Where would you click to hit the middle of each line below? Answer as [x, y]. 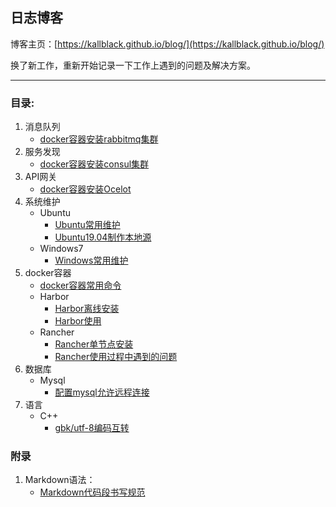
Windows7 [61, 249]
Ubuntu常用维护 [87, 225]
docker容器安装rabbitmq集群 [99, 139]
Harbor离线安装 [87, 309]
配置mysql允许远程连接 [102, 392]
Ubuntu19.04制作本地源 [103, 237]
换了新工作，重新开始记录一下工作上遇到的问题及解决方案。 [133, 65]
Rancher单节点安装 [94, 344]
